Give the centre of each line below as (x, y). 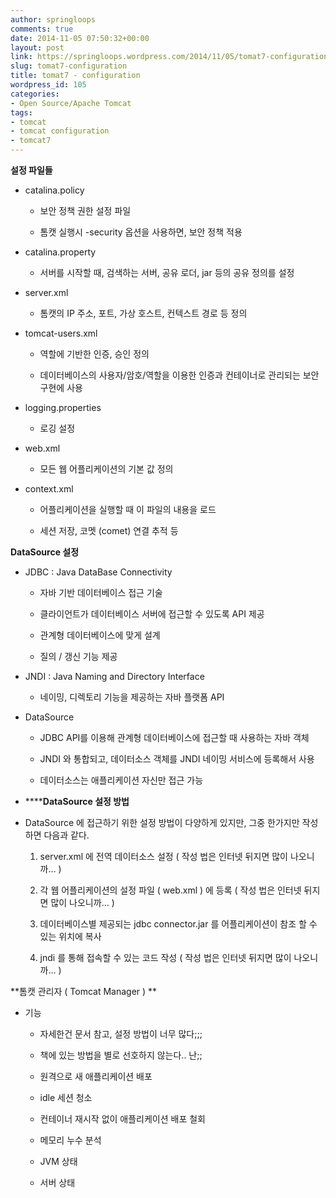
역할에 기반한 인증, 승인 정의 (94, 354)
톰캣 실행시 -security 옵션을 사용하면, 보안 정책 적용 (141, 232)
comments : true (42, 29)
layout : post (37, 47)
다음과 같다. (66, 835)
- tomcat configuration (60, 131)
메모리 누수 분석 (70, 1140)
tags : (21, 112)
